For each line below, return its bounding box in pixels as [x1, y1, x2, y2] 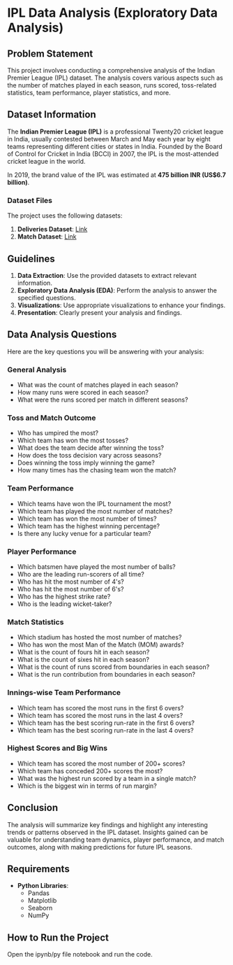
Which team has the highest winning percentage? [17, 521, 160, 530]
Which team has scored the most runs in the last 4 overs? [17, 711, 183, 719]
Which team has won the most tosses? [17, 436, 129, 445]
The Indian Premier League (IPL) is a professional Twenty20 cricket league [7, 127, 224, 136]
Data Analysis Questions [7, 329, 117, 341]
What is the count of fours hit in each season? [17, 648, 150, 656]
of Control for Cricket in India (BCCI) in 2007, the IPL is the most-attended [7, 149, 219, 158]
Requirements [7, 863, 70, 875]
